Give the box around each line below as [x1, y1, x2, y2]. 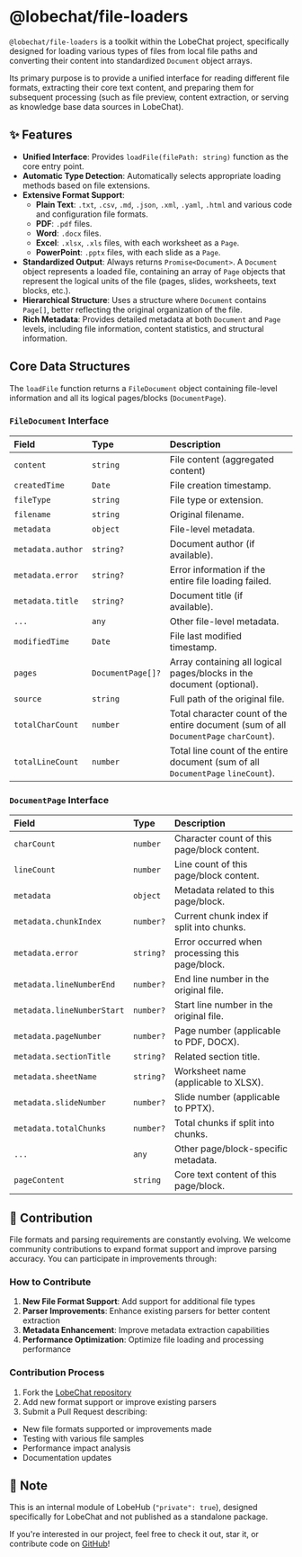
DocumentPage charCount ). [169, 729, 276, 742]
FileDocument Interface [9, 415, 110, 427]
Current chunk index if [173, 910, 269, 923]
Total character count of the [169, 707, 288, 720]
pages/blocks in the [169, 667, 253, 679]
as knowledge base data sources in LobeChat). [9, 101, 184, 112]
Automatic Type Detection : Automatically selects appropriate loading [22, 170, 281, 181]
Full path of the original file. [169, 693, 285, 705]
